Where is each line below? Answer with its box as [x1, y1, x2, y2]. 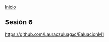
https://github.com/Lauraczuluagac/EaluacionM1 [5, 31, 104, 37]
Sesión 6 [5, 18, 33, 26]
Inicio [5, 4, 16, 10]
